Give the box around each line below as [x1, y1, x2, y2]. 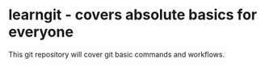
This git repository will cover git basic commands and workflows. [8, 49, 225, 59]
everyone [8, 23, 74, 41]
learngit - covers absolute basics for [8, 6, 257, 24]
